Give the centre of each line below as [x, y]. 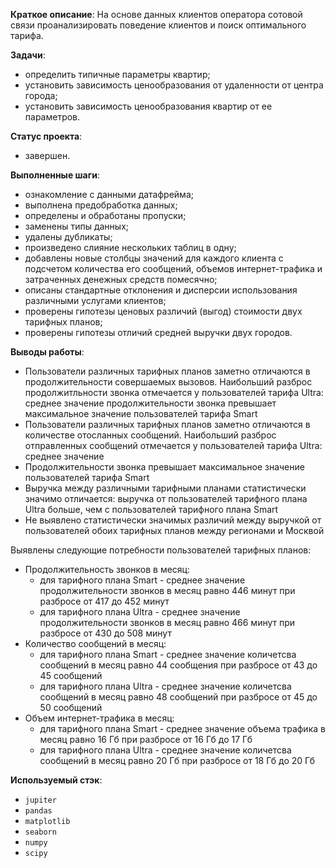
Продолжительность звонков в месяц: [107, 569]
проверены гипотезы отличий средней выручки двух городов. [158, 332]
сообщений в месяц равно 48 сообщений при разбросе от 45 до [178, 697]
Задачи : [28, 55]
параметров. [52, 117]
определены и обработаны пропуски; [105, 215]
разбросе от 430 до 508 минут [105, 633]
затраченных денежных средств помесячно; [121, 279]
